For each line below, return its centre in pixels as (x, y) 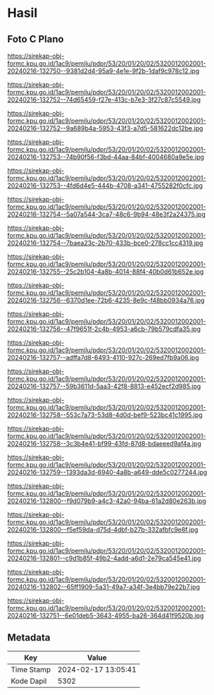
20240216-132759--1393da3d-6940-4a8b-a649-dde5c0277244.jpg (107, 472)
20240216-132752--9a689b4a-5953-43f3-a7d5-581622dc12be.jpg (105, 128)
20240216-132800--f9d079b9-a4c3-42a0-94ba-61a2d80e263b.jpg (107, 501)
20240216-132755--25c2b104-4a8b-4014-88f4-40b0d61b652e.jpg (106, 272)
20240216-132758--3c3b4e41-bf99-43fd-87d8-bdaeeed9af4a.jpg (105, 443)
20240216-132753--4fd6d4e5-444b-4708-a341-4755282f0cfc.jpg (105, 186)
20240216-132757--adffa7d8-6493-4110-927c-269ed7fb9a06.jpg (103, 357)
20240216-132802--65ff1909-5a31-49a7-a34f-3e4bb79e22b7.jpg (104, 587)
